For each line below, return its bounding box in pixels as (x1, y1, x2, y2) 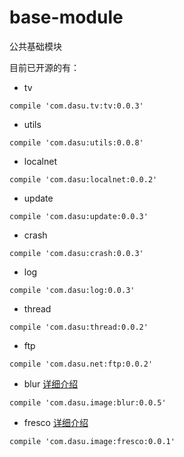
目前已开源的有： (9, 61, 80, 73)
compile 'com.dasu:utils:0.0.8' (9, 137, 144, 148)
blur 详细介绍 (23, 377, 79, 390)
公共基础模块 (9, 40, 62, 52)
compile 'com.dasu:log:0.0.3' (9, 285, 136, 295)
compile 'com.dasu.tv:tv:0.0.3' (9, 101, 144, 111)
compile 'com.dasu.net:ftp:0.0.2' (9, 359, 154, 369)
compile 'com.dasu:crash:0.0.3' (9, 248, 144, 258)
